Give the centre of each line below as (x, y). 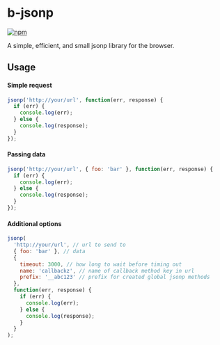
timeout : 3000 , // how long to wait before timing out (101, 264)
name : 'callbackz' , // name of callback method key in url (107, 271)
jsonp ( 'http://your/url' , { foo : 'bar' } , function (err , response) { (110, 169)
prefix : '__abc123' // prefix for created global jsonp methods (115, 277)
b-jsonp (31, 13)
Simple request (30, 85)
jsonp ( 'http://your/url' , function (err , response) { (85, 100)
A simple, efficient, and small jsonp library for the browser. (91, 45)
